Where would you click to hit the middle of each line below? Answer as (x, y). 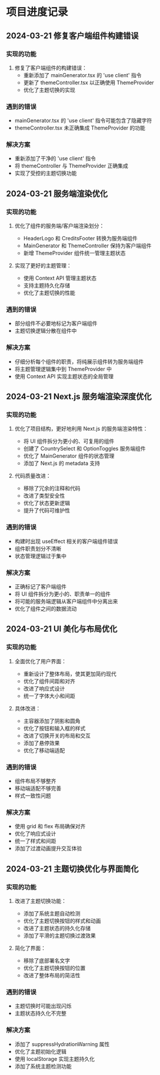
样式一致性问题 (33, 796)
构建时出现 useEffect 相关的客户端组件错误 (66, 541)
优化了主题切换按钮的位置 (54, 968)
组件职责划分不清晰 (38, 548)
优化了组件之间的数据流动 (46, 609)
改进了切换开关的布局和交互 (57, 735)
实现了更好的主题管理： (43, 266)
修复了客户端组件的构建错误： (51, 68)
